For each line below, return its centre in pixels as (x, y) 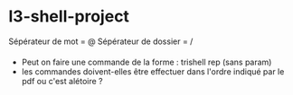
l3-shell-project (69, 17)
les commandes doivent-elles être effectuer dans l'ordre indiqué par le (153, 71)
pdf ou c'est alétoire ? (62, 81)
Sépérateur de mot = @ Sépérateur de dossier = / (101, 41)
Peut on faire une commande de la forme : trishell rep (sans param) (146, 62)
